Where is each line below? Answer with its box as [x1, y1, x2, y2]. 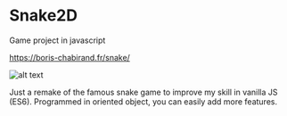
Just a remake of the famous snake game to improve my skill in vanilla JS [9, 87, 278, 97]
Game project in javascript [9, 35, 106, 46]
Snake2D [9, 5, 78, 26]
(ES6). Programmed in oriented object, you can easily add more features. [9, 95, 278, 107]
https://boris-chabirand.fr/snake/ [9, 52, 131, 62]
